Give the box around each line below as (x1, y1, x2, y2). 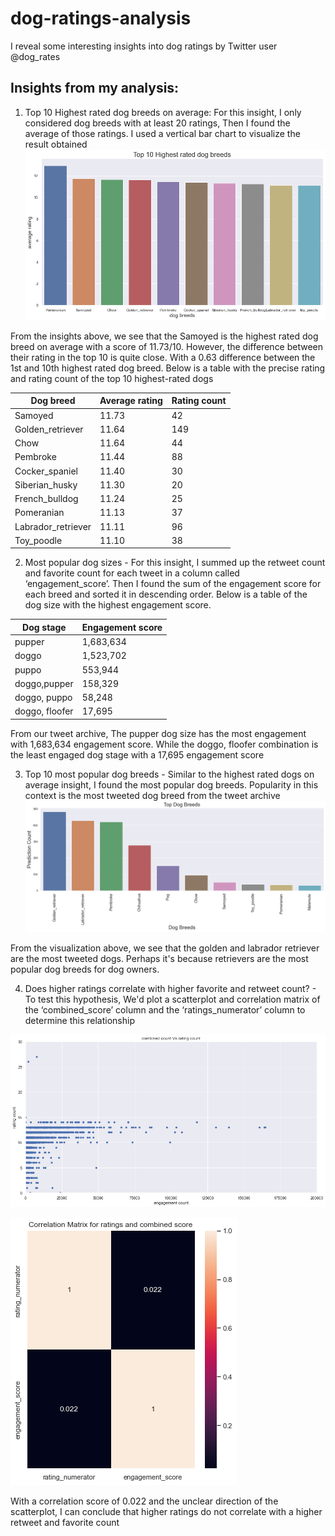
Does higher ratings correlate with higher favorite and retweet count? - (24, 983, 317, 995)
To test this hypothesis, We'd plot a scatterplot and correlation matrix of (24, 993, 321, 1006)
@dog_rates (10, 50, 61, 62)
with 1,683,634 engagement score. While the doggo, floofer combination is (10, 738, 319, 750)
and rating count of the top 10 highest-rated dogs (10, 372, 214, 384)
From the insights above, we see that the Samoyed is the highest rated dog (10, 330, 319, 342)
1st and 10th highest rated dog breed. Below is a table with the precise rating (10, 362, 326, 374)
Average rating (99, 395, 163, 407)
